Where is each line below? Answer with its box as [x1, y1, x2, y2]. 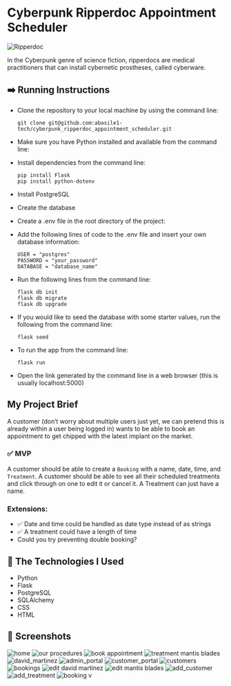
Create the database [17, 203, 76, 212]
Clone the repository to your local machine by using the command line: [17, 106, 219, 114]
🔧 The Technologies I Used [7, 555, 124, 567]
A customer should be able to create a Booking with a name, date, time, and [7, 464, 221, 473]
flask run [17, 359, 46, 366]
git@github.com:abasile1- [48, 119, 123, 126]
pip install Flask [17, 172, 70, 179]
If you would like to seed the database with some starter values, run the [17, 313, 221, 321]
